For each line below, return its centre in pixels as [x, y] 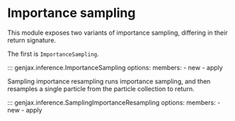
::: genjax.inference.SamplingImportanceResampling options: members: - [114, 102]
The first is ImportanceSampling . [53, 54]
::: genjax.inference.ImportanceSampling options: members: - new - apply [115, 67]
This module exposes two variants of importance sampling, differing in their [117, 33]
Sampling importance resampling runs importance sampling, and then [109, 81]
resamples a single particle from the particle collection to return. [101, 88]
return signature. [32, 40]
